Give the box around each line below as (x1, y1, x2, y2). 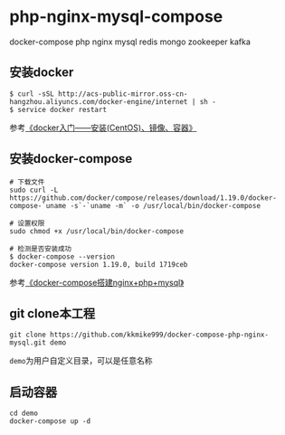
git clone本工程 (9, 306, 96, 321)
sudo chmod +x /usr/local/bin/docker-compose (9, 226, 184, 236)
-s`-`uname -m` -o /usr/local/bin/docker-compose (70, 201, 261, 210)
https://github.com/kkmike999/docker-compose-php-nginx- (49, 330, 270, 340)
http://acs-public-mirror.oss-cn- (57, 89, 188, 99)
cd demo (9, 409, 39, 418)
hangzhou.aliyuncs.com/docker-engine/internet (9, 97, 188, 106)
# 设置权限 (9, 219, 45, 228)
